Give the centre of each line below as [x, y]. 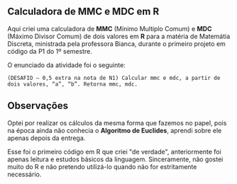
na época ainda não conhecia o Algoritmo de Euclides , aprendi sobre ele [115, 130]
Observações [38, 106]
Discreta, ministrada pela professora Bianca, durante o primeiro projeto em [116, 44]
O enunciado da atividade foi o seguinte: [66, 65]
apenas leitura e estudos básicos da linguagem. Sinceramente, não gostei [115, 159]
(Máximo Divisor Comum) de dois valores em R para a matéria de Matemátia [119, 36]
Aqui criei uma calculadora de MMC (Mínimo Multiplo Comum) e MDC [110, 28]
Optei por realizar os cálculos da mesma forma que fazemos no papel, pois [117, 122]
